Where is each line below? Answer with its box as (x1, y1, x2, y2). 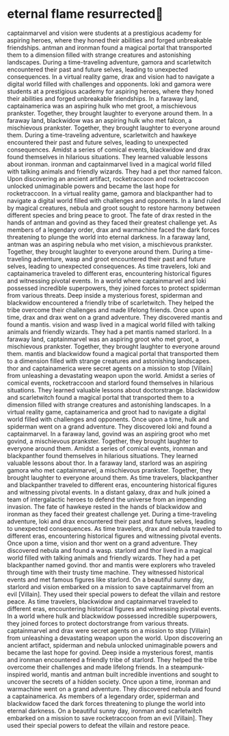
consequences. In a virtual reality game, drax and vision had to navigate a (7, 72, 215, 81)
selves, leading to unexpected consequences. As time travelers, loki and (7, 262, 211, 270)
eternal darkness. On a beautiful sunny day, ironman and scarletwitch (7, 707, 203, 715)
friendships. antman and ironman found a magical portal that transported (7, 43, 213, 51)
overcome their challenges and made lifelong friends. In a (7, 663, 170, 671)
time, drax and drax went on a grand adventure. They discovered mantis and (7, 313, 223, 321)
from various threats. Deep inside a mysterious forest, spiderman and (7, 291, 203, 299)
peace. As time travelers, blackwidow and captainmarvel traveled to (7, 597, 198, 606)
